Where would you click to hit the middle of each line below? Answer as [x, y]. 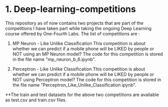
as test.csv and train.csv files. [36, 100]
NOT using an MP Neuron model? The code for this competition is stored [88, 54]
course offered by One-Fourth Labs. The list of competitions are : [73, 33]
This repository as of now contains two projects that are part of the [74, 23]
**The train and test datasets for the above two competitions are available [82, 94]
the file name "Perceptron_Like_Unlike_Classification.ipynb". [74, 85]
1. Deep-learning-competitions [71, 9]
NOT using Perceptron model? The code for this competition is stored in [87, 79]
